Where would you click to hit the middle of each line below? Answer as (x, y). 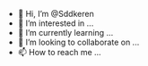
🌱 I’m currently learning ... (65, 33)
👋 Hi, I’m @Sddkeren (56, 14)
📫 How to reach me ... (59, 52)
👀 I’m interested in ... (56, 23)
